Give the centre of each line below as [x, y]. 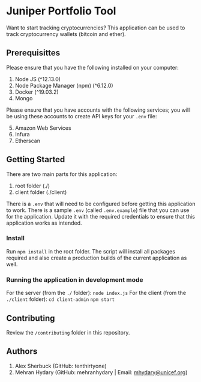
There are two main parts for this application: [62, 174]
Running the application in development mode [75, 279]
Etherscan [28, 141]
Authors [22, 352]
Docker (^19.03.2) [37, 92]
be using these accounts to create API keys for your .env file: [82, 116]
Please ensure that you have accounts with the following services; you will [98, 110]
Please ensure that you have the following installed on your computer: [92, 67]
